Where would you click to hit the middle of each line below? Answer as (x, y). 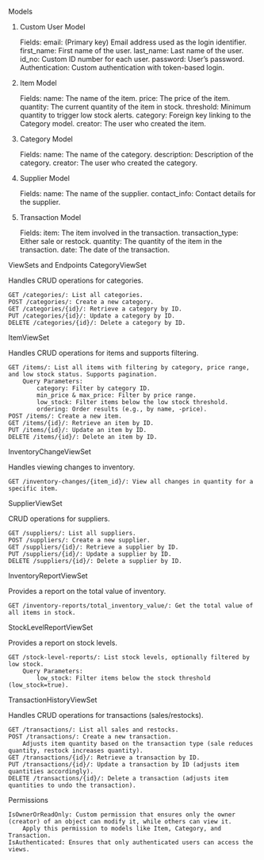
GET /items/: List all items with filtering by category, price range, (129, 368)
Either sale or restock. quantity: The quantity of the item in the (121, 241)
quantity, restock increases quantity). (76, 750)
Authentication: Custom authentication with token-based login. (122, 67)
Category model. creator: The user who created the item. (113, 123)
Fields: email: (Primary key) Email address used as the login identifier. (133, 42)
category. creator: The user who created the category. (109, 163)
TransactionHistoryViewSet (53, 700)
